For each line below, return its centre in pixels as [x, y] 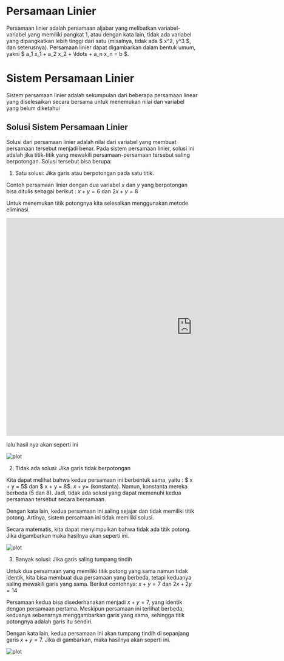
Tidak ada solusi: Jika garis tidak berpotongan [73, 468]
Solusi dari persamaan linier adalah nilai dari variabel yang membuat [92, 142]
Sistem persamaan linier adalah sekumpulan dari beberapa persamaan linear [102, 95]
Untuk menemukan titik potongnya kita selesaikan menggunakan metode [97, 203]
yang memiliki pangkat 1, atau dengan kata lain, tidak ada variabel [110, 34]
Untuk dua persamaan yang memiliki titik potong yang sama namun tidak [97, 571]
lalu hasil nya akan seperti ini [42, 444]
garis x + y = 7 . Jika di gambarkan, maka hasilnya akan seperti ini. [89, 640]
